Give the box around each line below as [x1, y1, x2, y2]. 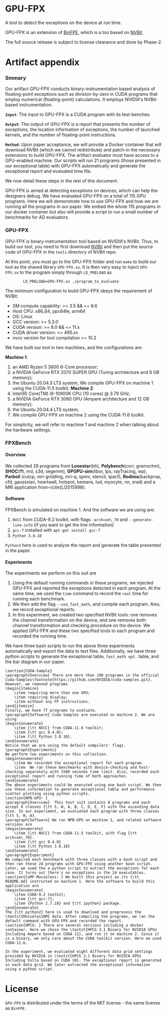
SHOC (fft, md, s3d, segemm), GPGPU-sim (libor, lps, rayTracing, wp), [5, 468, 147, 474]
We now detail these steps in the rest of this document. [5, 178, 119, 184]
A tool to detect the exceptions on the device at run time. [5, 20, 122, 26]
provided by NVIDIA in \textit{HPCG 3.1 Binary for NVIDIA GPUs [5, 953, 142, 959]
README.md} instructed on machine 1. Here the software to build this [5, 879, 155, 884]
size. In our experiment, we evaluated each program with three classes [5, 809, 160, 814]
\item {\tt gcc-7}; [14, 897, 55, 902]
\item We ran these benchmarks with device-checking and [14, 765, 137, 770]
